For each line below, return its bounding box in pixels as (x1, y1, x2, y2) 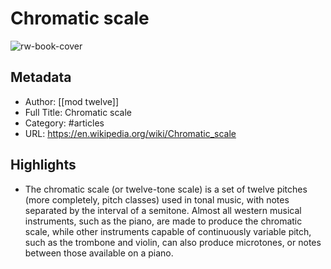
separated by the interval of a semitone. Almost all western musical (24, 204, 302, 216)
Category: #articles (24, 117, 105, 129)
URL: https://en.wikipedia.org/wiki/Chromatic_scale (24, 127, 237, 139)
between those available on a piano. (24, 247, 174, 259)
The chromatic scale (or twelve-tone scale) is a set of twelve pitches (24, 183, 308, 195)
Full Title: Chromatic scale (24, 106, 133, 118)
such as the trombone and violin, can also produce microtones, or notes (24, 236, 322, 248)
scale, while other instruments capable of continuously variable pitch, (24, 225, 312, 237)
